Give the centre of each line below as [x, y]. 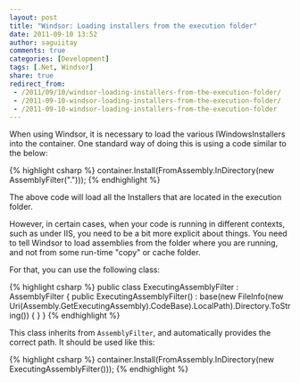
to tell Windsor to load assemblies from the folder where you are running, [144, 243]
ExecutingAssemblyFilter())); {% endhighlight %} [99, 369]
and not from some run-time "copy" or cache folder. [105, 253]
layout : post [33, 17]
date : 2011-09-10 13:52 [54, 34]
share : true [31, 76]
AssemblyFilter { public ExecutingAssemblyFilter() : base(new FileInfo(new [146, 296]
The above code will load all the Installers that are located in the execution [146, 197]
